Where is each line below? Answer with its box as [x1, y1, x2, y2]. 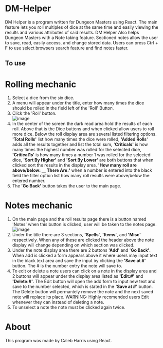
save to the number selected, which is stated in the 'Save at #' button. [12, 284, 153, 289]
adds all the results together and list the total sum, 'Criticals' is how [12, 142, 148, 147]
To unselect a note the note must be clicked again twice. [12, 305, 126, 310]
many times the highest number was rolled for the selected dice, [12, 147, 142, 153]
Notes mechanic [5, 200, 73, 211]
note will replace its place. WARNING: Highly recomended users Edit [12, 294, 149, 300]
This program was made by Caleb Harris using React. [5, 338, 112, 344]
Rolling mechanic [5, 79, 76, 90]
